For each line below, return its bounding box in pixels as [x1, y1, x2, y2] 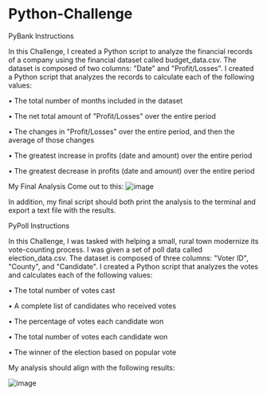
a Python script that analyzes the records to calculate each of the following [8, 72, 255, 81]
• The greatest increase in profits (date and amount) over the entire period [8, 151, 253, 160]
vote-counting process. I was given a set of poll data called [8, 245, 203, 254]
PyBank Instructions [8, 31, 74, 41]
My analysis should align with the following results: [8, 363, 175, 372]
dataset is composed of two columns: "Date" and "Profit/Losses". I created [8, 63, 254, 73]
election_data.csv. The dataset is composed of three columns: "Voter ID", [8, 253, 249, 263]
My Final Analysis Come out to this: [8, 181, 124, 191]
